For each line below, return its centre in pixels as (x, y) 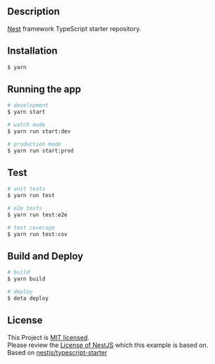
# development (28, 105)
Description (33, 12)
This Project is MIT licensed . (48, 337)
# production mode (34, 144)
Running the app (44, 89)
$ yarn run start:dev (39, 131)
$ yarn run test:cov (38, 234)
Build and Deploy (45, 256)
